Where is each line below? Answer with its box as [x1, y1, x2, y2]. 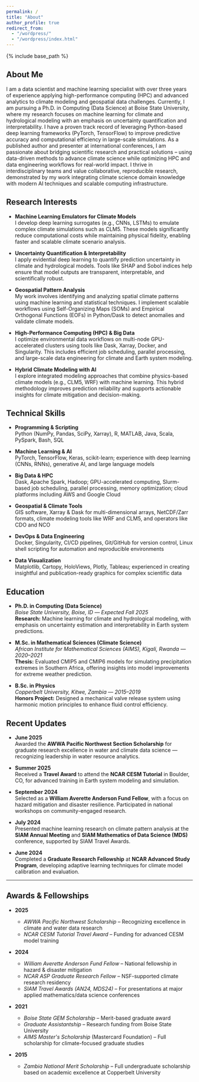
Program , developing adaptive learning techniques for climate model [14, 862, 183, 869]
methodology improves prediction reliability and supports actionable [14, 385, 182, 392]
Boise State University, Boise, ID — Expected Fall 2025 [14, 609, 149, 616]
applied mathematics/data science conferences [23, 991, 140, 998]
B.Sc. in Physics [14, 682, 56, 690]
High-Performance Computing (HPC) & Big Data [14, 329, 135, 336]
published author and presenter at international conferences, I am [6, 142, 166, 149]
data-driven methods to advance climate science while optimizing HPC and [6, 155, 190, 162]
